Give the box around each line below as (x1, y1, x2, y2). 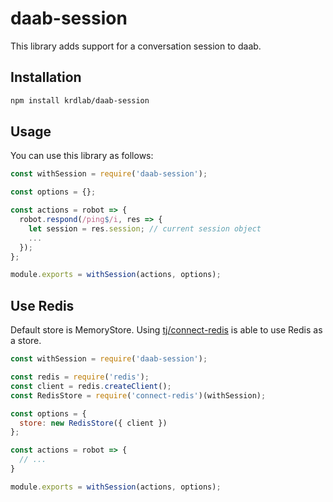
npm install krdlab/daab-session (10, 95, 150, 106)
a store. (10, 335, 42, 347)
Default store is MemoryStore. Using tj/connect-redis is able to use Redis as (10, 324, 323, 336)
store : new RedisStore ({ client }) (19, 418, 168, 428)
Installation (10, 69, 82, 86)
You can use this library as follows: (10, 150, 154, 162)
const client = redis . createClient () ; (10, 381, 172, 391)
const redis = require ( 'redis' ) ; (10, 372, 150, 382)
